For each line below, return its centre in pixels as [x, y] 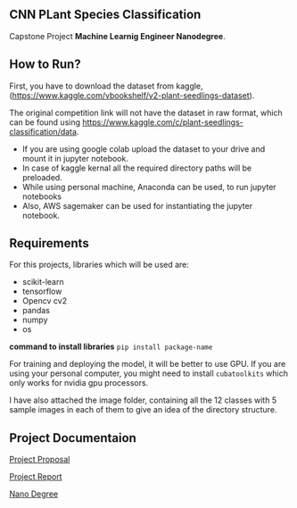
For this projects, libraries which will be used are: [99, 265]
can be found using [45, 122]
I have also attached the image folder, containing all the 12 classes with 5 [143, 400]
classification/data [43, 131]
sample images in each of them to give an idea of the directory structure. [143, 410]
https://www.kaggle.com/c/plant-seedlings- [162, 122]
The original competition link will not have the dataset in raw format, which [146, 112]
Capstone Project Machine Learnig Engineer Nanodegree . [117, 36]
